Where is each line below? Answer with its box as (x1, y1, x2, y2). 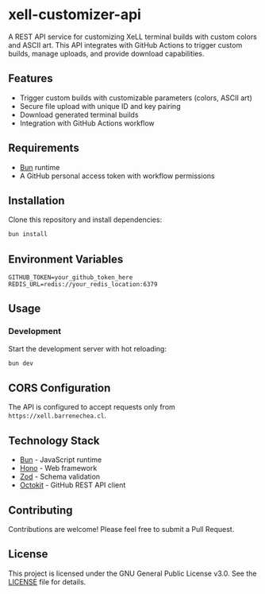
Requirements (8, 142, 79, 155)
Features (8, 72, 53, 85)
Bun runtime (19, 162, 60, 172)
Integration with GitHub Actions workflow (19, 118, 155, 128)
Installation (8, 193, 65, 208)
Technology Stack (8, 433, 100, 447)
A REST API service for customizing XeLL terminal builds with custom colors (8, 32, 258, 41)
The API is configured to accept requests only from (8, 402, 176, 412)
